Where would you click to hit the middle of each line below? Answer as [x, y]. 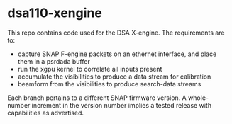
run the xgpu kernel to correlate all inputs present [90, 69]
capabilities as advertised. [45, 113]
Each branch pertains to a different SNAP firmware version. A [97, 98]
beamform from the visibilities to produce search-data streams [109, 84]
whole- [198, 98]
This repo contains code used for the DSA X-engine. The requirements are [116, 33]
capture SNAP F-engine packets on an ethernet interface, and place [117, 54]
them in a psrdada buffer [54, 61]
